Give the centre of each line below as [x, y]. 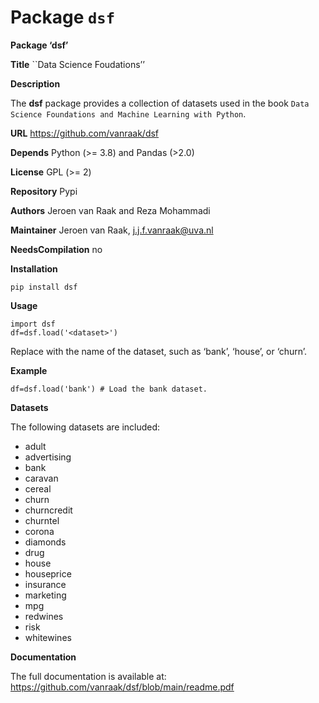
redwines [44, 616]
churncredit [48, 510]
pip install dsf [44, 287]
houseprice [48, 573]
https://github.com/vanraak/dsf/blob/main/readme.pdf [122, 687]
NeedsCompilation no [56, 249]
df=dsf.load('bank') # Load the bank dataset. [109, 389]
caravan [41, 478]
